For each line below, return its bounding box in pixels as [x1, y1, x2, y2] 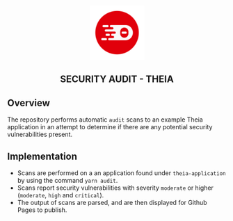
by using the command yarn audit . [17, 177, 118, 185]
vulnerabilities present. [7, 130, 73, 139]
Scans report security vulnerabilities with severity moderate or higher [17, 183, 214, 192]
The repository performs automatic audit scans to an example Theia [7, 115, 203, 124]
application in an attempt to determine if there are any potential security [7, 123, 213, 131]
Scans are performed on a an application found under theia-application [17, 169, 226, 177]
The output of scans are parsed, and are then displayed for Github [17, 199, 207, 207]
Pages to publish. [17, 206, 67, 214]
